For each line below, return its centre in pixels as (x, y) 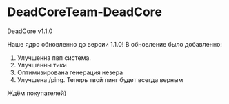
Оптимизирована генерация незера (70, 72)
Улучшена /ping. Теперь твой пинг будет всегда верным (100, 79)
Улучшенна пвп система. (54, 58)
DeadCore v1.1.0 (30, 31)
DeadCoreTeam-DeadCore (84, 12)
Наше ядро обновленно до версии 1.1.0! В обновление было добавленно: (115, 44)
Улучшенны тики (42, 65)
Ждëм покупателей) (37, 93)
